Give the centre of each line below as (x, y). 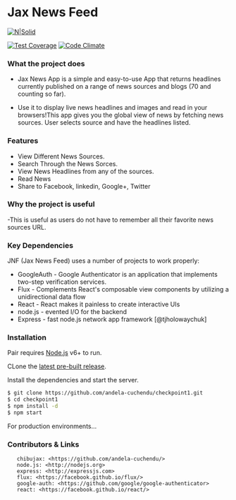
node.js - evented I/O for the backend (72, 312)
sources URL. (27, 227)
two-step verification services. (62, 282)
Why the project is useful (51, 204)
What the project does (46, 63)
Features (23, 141)
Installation (27, 337)
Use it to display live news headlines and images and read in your (112, 108)
